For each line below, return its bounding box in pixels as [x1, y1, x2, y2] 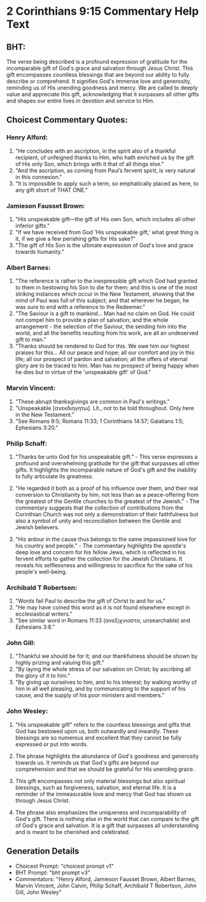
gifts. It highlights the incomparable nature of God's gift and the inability [15, 466, 197, 473]
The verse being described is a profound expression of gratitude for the [6, 58, 188, 65]
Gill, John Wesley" [15, 888, 62, 896]
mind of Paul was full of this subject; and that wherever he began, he [15, 297, 189, 304]
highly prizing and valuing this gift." [15, 659, 105, 667]
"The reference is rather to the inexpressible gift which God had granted [15, 277, 198, 285]
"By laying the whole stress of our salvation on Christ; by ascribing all [15, 665, 191, 673]
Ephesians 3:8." [15, 624, 55, 631]
